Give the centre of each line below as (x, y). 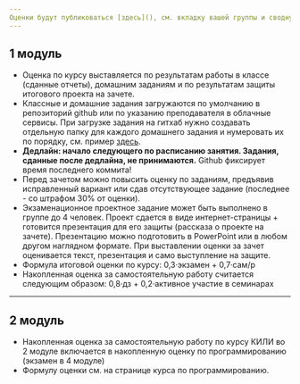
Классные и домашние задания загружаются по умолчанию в (141, 104)
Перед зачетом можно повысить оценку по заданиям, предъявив (148, 179)
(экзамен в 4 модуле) (63, 361)
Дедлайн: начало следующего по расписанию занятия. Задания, (150, 151)
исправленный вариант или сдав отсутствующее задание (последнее (156, 189)
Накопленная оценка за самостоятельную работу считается (138, 274)
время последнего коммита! (77, 170)
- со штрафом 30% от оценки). (81, 198)
